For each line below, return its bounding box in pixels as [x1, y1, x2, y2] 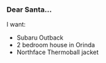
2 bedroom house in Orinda [16, 41, 95, 49]
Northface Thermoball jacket [16, 48, 99, 56]
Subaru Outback [16, 34, 64, 42]
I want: [6, 21, 26, 29]
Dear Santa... [6, 5, 53, 14]
